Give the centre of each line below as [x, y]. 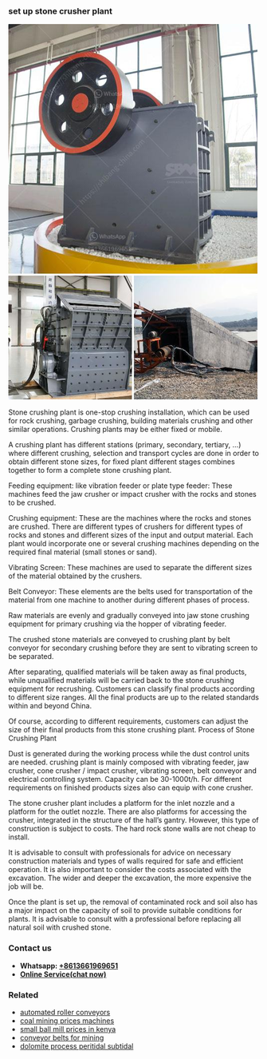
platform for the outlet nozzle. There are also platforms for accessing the [128, 811]
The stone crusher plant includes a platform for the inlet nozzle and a [122, 803]
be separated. [31, 656]
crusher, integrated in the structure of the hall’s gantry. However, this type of [133, 820]
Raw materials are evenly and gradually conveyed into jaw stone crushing [129, 616]
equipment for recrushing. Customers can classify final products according [132, 689]
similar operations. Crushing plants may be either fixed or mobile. [116, 430]
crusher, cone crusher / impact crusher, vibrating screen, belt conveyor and [132, 771]
